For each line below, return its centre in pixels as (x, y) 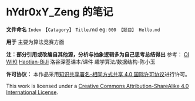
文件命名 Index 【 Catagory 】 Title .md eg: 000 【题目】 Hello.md (83, 29)
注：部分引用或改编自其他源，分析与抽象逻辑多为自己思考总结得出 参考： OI (98, 54)
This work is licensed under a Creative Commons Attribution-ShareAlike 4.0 (97, 86)
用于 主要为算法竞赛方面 (35, 42)
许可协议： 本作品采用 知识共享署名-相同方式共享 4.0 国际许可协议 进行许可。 (98, 74)
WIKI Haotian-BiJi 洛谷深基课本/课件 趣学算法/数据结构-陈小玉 (81, 62)
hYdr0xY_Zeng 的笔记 (60, 12)
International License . (32, 92)
